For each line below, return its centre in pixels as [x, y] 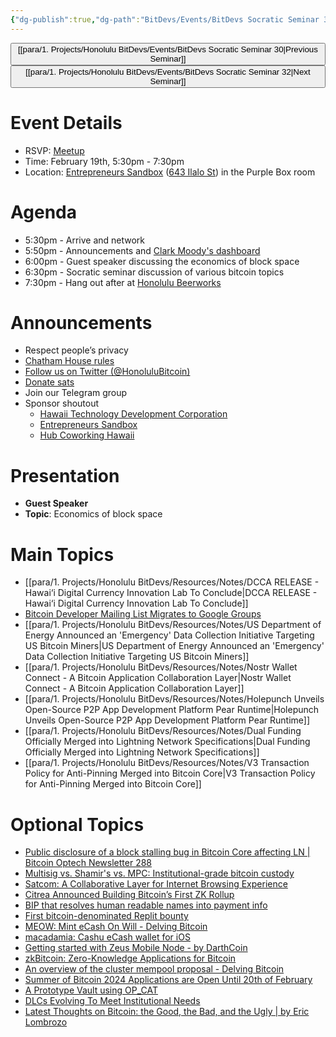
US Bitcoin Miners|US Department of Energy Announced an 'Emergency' [174, 646]
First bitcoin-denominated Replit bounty [106, 916]
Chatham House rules [69, 361]
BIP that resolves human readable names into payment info [146, 905]
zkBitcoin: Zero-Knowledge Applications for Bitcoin [130, 958]
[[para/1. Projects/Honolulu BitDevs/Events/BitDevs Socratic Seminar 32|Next [168, 71]
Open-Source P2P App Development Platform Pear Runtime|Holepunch [172, 710]
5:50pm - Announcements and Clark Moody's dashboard [142, 250]
